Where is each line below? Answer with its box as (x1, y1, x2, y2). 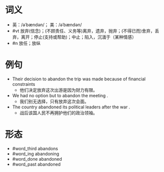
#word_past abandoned (12, 161, 61, 167)
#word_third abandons (12, 145, 58, 151)
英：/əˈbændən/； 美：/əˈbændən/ (12, 22, 82, 28)
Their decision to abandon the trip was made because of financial (12, 76, 146, 82)
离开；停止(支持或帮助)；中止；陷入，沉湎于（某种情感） (21, 34, 137, 40)
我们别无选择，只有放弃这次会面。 (19, 98, 89, 104)
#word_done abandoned (12, 156, 63, 162)
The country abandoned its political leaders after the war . (12, 104, 131, 110)
